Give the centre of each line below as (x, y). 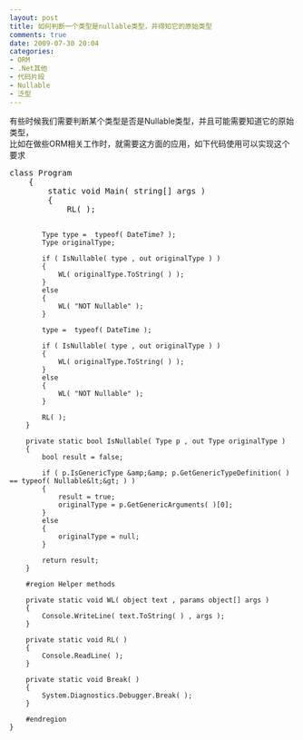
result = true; (87, 497)
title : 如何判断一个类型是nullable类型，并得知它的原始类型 (111, 26)
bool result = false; (83, 457)
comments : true (38, 35)
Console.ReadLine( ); (83, 656)
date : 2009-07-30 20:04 (54, 43)
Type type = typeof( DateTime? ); (109, 234)
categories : (32, 52)
